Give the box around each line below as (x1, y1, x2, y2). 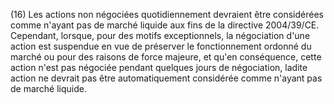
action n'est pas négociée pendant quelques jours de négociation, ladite (10, 62, 308, 73)
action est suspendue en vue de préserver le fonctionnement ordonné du (10, 40, 312, 52)
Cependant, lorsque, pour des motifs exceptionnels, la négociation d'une (10, 30, 311, 41)
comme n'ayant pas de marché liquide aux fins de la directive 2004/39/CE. (10, 19, 320, 31)
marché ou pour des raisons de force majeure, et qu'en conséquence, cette (10, 51, 322, 63)
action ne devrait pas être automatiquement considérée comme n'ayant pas (10, 72, 323, 84)
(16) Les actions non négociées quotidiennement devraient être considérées (10, 9, 324, 20)
